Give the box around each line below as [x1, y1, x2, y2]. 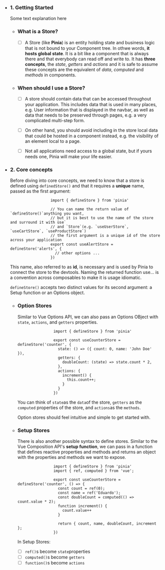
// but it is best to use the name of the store [50, 216, 153, 221]
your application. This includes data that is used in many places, [24, 102, 157, 108]
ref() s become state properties [24, 548, 90, 554]
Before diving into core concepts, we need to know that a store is [9, 177, 144, 183]
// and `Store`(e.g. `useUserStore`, [50, 224, 129, 230]
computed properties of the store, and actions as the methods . [17, 404, 141, 411]
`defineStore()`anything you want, [9, 211, 84, 216]
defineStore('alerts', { [9, 246, 62, 251]
